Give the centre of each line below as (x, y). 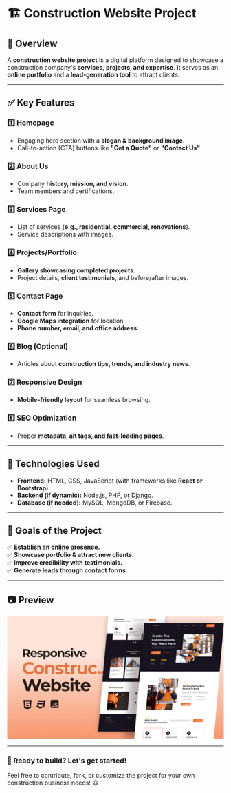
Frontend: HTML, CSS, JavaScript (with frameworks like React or (110, 481)
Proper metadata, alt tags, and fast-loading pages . (90, 436)
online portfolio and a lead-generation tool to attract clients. (93, 74)
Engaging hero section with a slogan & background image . (101, 140)
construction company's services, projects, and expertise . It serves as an (113, 67)
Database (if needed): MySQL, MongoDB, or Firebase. (95, 502)
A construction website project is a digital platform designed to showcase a (115, 60)
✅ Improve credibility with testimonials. (65, 563)
